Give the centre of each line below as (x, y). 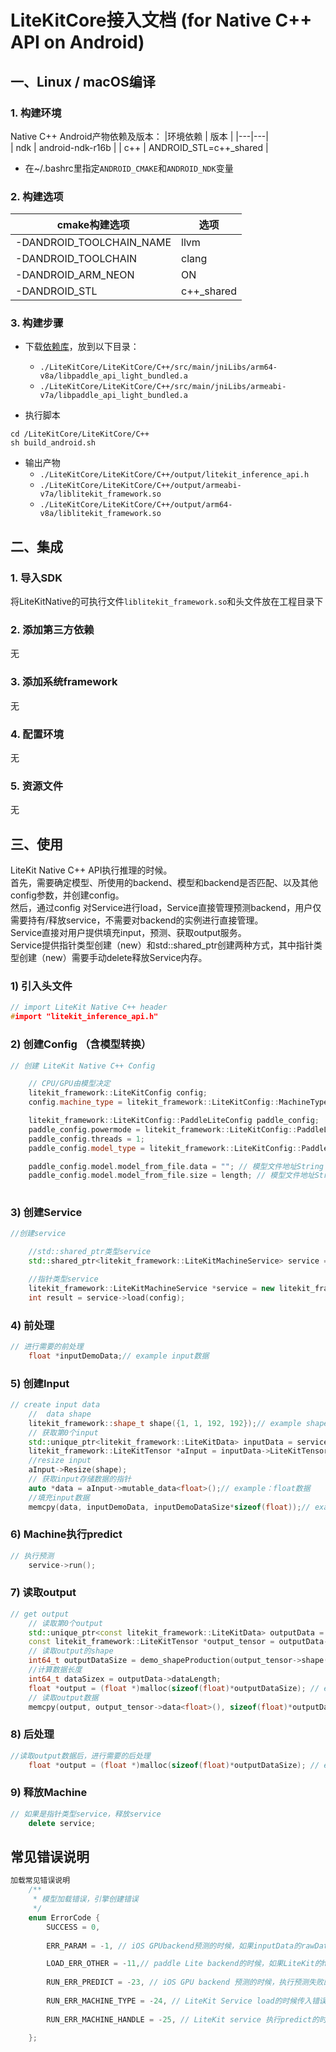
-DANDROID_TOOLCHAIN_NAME (93, 243)
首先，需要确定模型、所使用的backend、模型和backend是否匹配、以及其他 (164, 883)
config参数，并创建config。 (67, 895)
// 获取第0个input (63, 1432)
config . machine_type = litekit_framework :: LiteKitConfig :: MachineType (178, 1102)
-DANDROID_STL (56, 291)
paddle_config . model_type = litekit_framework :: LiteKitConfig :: (165, 1148)
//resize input (60, 1461)
